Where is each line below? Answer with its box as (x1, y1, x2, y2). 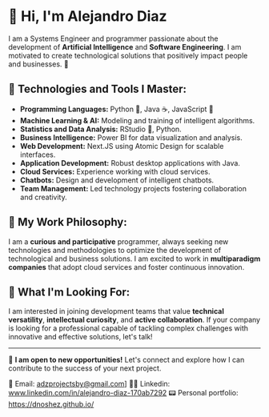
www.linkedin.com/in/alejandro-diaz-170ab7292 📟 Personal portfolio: (8, 388, 239, 398)
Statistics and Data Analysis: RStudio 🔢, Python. (19, 124, 182, 134)
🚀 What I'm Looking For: (8, 285, 130, 299)
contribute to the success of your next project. (8, 363, 162, 373)
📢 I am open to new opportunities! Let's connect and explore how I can (8, 355, 245, 365)
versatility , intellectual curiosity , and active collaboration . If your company (8, 315, 261, 325)
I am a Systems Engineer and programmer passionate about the (8, 34, 219, 43)
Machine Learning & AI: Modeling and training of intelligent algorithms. (19, 115, 255, 125)
